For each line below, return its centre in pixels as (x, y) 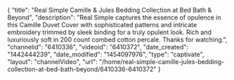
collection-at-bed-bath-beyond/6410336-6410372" (82, 69)
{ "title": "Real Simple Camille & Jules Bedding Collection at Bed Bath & (110, 10)
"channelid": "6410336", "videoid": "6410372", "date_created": (98, 47)
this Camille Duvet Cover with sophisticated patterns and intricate (102, 25)
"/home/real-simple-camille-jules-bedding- (162, 62)
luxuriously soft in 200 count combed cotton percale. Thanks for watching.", (117, 40)
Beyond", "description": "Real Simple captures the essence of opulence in (114, 17)
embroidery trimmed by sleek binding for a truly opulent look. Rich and (110, 32)
